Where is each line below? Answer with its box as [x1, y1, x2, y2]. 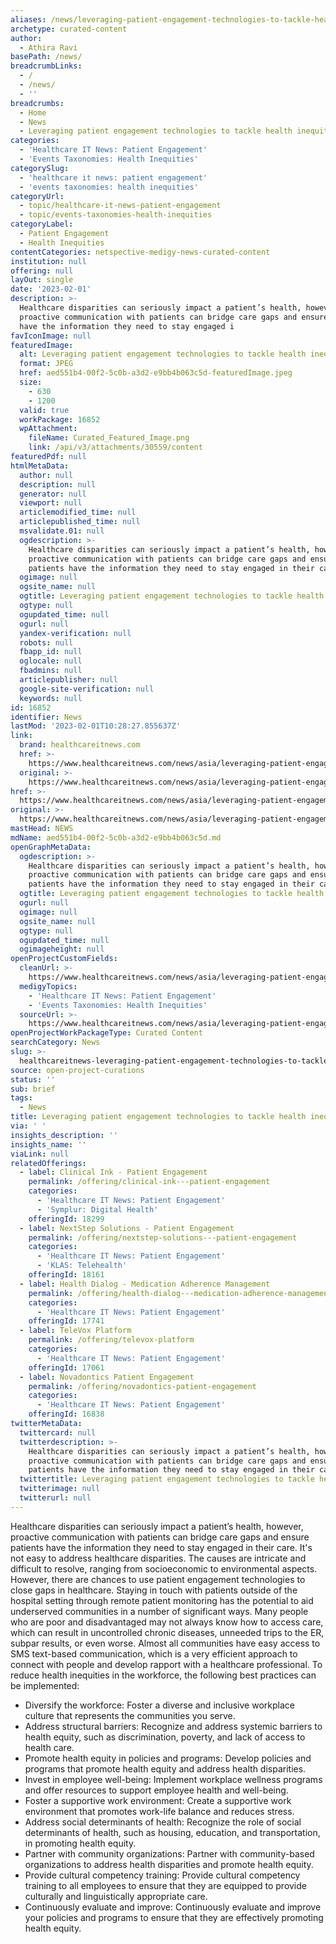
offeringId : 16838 [28, 1409, 105, 1420]
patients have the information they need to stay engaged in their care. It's [10, 1541, 313, 1553]
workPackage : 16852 [19, 414, 101, 425]
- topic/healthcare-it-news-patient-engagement [19, 201, 222, 211]
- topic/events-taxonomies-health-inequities [19, 210, 213, 220]
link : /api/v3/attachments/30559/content [28, 442, 203, 453]
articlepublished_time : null [19, 517, 141, 527]
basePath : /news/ [10, 52, 83, 62]
